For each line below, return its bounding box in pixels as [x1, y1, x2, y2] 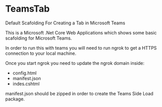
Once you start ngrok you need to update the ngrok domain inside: [5, 60, 145, 66]
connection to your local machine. [5, 50, 77, 56]
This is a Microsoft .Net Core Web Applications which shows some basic [5, 29, 157, 35]
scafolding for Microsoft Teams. [5, 35, 72, 41]
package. [5, 96, 25, 102]
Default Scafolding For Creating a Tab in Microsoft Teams [5, 20, 125, 26]
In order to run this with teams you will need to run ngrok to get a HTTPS [5, 45, 157, 51]
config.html [12, 69, 37, 76]
